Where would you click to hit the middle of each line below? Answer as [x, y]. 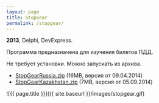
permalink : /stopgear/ [35, 23]
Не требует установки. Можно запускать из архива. [74, 64]
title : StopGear [27, 18]
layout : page [23, 12]
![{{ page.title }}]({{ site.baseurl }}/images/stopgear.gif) [76, 94]
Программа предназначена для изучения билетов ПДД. [80, 52]
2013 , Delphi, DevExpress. [40, 41]
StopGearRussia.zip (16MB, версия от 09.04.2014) [79, 76]
